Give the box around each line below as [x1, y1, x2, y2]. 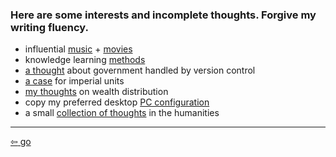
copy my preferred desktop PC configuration [24, 96, 210, 108]
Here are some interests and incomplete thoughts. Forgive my [10, 8, 317, 22]
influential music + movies [24, 43, 133, 55]
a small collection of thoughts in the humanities [24, 107, 220, 119]
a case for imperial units [24, 75, 125, 87]
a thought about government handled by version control [24, 64, 256, 77]
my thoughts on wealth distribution [24, 86, 169, 98]
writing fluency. [10, 20, 89, 34]
